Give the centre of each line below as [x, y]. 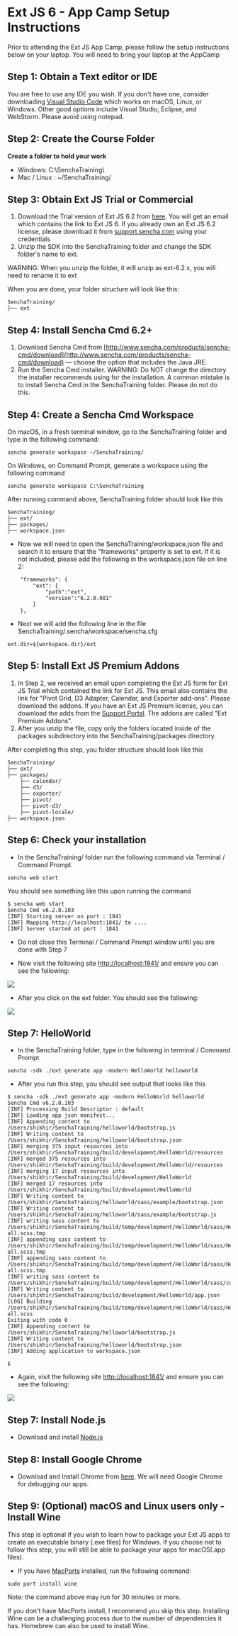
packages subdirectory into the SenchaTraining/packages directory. [117, 735]
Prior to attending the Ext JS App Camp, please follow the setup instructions [118, 47]
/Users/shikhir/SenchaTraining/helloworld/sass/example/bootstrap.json [115, 1203]
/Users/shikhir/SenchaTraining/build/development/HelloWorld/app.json [114, 1296]
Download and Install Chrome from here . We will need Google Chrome [120, 1476]
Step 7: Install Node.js [57, 1420]
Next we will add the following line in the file [82, 624]
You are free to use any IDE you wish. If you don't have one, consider [108, 94]
